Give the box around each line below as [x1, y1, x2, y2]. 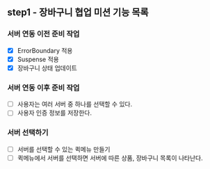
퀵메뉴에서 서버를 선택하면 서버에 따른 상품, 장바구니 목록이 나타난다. [17, 154, 203, 162]
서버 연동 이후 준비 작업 [7, 83, 80, 92]
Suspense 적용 [17, 55, 59, 63]
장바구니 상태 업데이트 [17, 63, 78, 72]
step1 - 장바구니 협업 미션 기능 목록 [7, 6, 149, 19]
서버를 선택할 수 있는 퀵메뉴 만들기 [17, 145, 111, 153]
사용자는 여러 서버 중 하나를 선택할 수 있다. [17, 100, 133, 108]
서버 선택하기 [7, 128, 49, 138]
